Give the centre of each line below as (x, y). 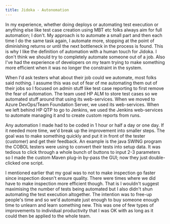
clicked (13, 163)
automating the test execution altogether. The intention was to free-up (79, 194)
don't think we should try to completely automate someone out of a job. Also (85, 57)
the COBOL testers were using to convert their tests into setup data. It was (83, 147)
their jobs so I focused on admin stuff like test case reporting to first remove (84, 88)
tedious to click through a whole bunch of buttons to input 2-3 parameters (83, 152)
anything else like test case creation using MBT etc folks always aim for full (84, 30)
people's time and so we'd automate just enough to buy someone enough (82, 200)
